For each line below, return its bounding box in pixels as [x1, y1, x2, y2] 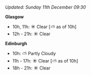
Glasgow [5, 14, 24, 19]
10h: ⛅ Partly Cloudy [12, 51, 56, 56]
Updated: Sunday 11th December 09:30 [5, 4, 86, 10]
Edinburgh [5, 41, 27, 46]
